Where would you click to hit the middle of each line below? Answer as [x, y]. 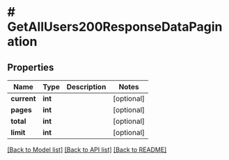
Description [86, 87]
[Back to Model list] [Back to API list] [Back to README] [87, 150]
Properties [31, 67]
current [23, 98]
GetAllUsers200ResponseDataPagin [115, 27]
